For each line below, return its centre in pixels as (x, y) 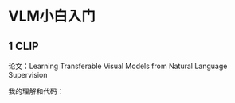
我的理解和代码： (36, 91)
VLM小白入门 (52, 16)
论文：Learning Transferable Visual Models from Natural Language (118, 66)
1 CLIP (23, 46)
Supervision (28, 75)
